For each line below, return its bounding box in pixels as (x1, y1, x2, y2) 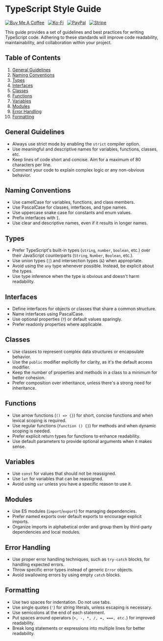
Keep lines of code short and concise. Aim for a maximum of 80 (12, 156, 141, 162)
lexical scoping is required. (12, 418, 67, 423)
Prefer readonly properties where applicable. (12, 321, 103, 327)
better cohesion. (12, 374, 46, 380)
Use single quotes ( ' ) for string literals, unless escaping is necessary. (12, 604, 153, 610)
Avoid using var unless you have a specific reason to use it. (12, 481, 132, 487)
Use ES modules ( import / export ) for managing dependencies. (12, 508, 137, 514)
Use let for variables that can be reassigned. (12, 476, 104, 482)
